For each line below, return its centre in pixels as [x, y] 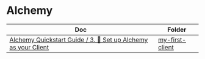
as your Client [29, 47]
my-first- [172, 40]
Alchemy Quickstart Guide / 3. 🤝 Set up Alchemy [79, 40]
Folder [177, 29]
